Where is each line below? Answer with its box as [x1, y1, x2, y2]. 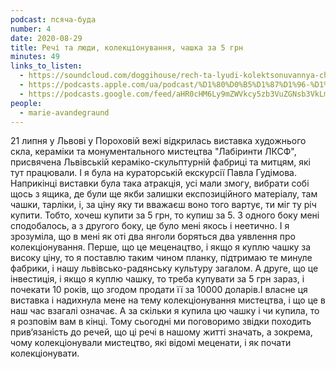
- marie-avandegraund [19, 107, 110, 118]
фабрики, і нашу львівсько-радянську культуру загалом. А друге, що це [10, 262, 319, 275]
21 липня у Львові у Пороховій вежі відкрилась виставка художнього [10, 135, 307, 147]
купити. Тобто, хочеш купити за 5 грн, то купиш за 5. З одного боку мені [10, 209, 320, 221]
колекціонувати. [10, 347, 80, 360]
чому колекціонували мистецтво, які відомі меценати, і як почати [10, 337, 292, 349]
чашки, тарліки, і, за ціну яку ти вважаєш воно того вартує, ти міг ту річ [10, 199, 317, 211]
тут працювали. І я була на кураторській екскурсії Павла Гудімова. [10, 167, 297, 179]
